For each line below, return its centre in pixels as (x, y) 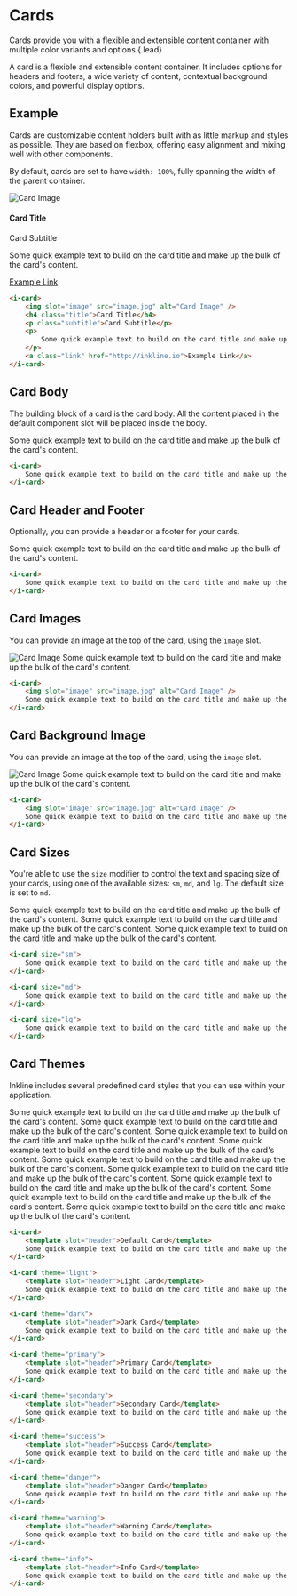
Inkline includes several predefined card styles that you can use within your (147, 1085)
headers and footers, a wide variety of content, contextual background (138, 76)
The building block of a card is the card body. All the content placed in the (145, 413)
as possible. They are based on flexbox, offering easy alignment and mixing (147, 144)
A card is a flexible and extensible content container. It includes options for (145, 67)
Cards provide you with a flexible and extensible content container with (139, 40)
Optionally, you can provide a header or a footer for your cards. (125, 532)
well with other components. (61, 154)
